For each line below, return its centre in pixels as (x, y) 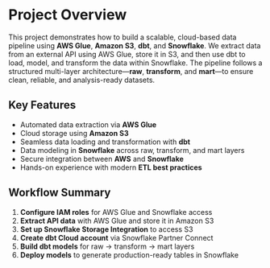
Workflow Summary (60, 193)
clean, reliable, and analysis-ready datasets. (82, 80)
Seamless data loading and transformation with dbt (105, 142)
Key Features (42, 105)
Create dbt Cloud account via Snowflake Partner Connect (116, 237)
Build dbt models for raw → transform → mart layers (107, 246)
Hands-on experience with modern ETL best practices (111, 167)
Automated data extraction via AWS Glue (88, 124)
